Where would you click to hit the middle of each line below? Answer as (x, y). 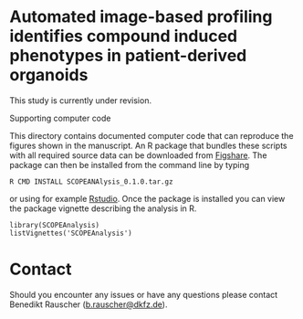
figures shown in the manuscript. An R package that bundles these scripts (148, 145)
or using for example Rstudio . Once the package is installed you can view (147, 198)
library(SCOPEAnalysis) (55, 225)
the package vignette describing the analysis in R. (103, 208)
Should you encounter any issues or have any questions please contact (144, 294)
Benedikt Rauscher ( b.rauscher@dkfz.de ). (89, 304)
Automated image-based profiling (141, 17)
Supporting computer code (60, 118)
